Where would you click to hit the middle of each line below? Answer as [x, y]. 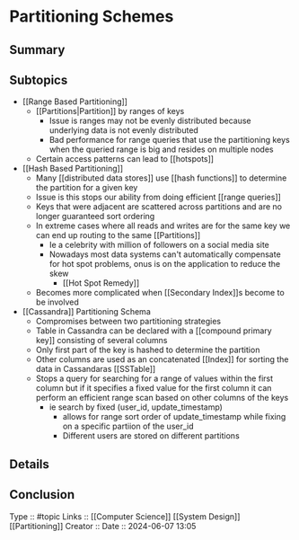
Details [29, 464]
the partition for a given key [87, 188]
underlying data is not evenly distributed [124, 130]
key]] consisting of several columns [101, 341]
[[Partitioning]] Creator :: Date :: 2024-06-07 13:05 [103, 526]
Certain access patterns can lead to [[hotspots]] [124, 159]
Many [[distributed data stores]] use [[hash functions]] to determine [161, 178]
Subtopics [39, 80]
